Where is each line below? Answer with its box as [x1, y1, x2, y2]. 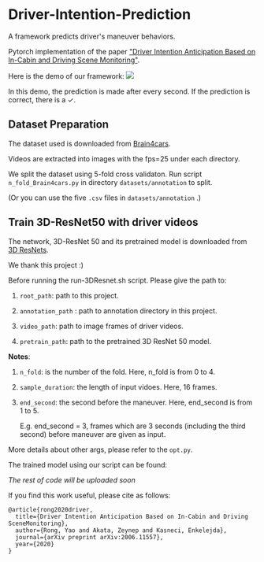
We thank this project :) [8, 260, 84, 269]
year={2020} [15, 540, 55, 548]
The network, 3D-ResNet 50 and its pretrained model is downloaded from [8, 236, 247, 246]
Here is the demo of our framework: [8, 71, 125, 80]
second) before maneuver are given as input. [19, 429, 166, 438]
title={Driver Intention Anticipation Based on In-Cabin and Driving [15, 512, 248, 520]
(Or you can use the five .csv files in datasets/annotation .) [8, 193, 202, 202]
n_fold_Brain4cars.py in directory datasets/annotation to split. [8, 177, 213, 187]
